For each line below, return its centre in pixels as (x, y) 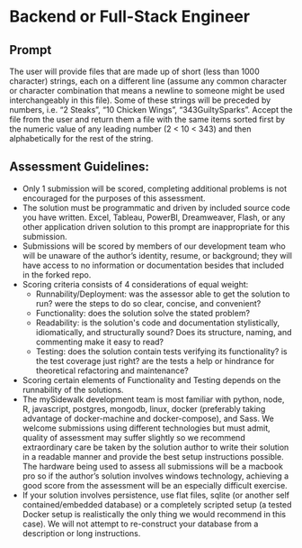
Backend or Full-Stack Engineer (129, 17)
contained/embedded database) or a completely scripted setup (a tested (157, 504)
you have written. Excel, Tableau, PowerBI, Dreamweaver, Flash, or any (154, 217)
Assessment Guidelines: (80, 167)
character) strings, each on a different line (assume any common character (148, 81)
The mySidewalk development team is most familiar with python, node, (153, 399)
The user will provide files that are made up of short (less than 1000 (135, 71)
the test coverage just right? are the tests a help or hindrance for (155, 361)
